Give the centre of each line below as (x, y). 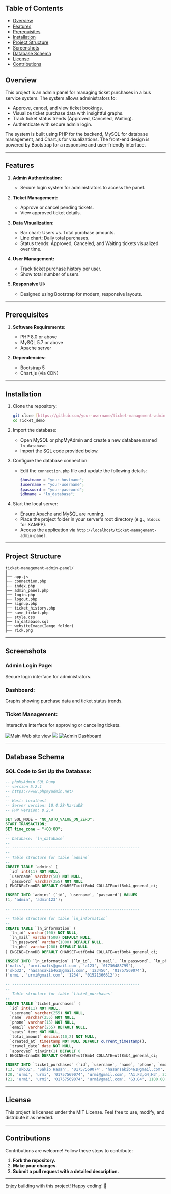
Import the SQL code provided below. (60, 451)
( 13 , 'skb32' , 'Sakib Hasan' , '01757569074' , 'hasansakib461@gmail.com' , (85, 1070)
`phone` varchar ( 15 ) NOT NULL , (43, 1022)
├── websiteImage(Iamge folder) (39, 626)
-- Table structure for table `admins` (48, 858)
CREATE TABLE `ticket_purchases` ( (43, 1003)
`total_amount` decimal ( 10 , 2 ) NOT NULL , (53, 1037)
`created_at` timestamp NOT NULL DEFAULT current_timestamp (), (78, 1041)
